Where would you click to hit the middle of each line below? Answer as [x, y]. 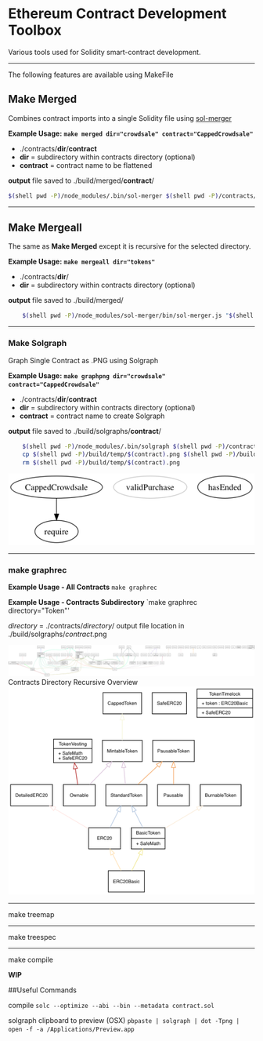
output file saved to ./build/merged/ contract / [81, 180]
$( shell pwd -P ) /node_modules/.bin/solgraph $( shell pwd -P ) [124, 446]
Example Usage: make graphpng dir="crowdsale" [87, 375]
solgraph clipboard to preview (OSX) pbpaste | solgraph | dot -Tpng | [124, 1021]
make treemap [31, 915]
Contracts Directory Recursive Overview [73, 682]
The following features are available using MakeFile [91, 75]
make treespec [32, 937]
